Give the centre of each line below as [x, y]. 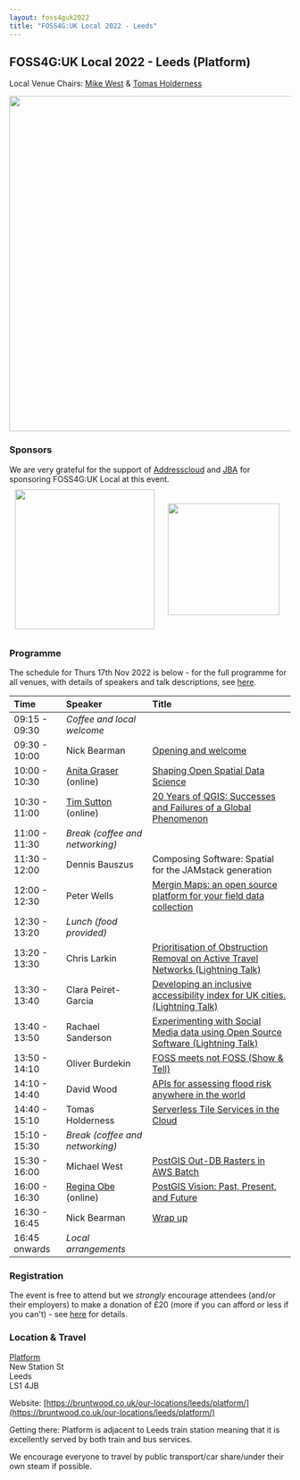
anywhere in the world [198, 1095]
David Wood [92, 1089]
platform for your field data [208, 895]
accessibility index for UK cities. [219, 995]
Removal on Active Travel [205, 958]
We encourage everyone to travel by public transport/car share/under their [146, 1456]
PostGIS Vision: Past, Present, [214, 1186]
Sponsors [31, 450]
